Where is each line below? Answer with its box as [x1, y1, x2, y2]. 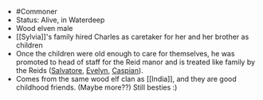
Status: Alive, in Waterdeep [15, 15, 105, 25]
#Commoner [15, 7, 57, 16]
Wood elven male [15, 24, 73, 33]
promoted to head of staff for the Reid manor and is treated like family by [15, 57, 256, 67]
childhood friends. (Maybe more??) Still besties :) [15, 83, 178, 92]
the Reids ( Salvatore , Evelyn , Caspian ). [15, 66, 143, 75]
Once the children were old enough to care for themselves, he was [15, 49, 235, 58]
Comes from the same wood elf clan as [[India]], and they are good [15, 75, 237, 83]
